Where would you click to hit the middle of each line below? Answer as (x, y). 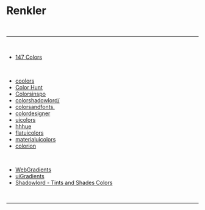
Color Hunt (29, 87)
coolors (25, 81)
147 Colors (29, 57)
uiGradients (30, 176)
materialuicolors (35, 139)
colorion (26, 146)
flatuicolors (29, 133)
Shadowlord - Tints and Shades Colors (64, 182)
